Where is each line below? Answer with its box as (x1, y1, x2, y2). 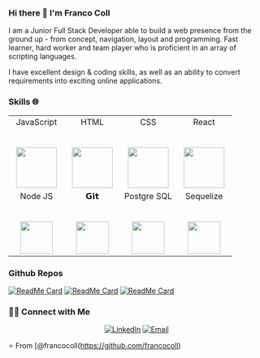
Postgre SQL (124, 190, 172, 201)
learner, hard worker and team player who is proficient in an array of (8, 43, 237, 53)
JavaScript (15, 116, 58, 127)
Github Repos (8, 267, 63, 278)
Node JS (19, 190, 54, 201)
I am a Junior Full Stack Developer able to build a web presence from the (8, 26, 252, 36)
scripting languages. (8, 52, 77, 62)
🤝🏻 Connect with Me (8, 306, 91, 317)
